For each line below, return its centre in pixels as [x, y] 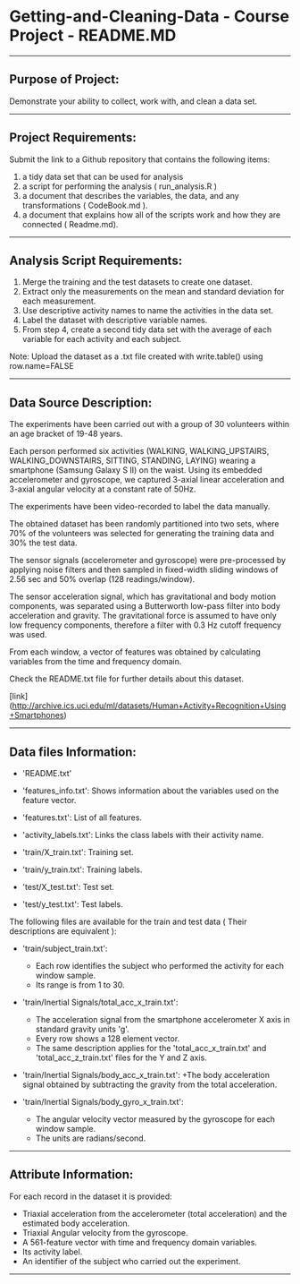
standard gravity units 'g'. [82, 1029]
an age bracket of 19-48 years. [66, 434]
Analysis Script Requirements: [96, 260]
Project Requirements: [73, 137]
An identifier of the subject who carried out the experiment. [131, 1261]
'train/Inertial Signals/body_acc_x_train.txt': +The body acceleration [146, 1075]
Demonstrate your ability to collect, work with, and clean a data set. [133, 101]
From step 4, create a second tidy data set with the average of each [147, 330]
